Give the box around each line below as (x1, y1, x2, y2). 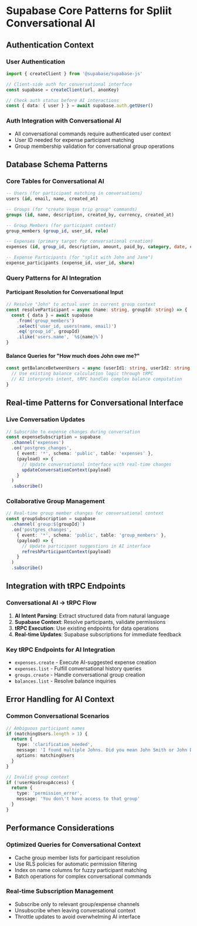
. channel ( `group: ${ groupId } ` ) (11, 521, 85, 527)
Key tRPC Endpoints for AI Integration (6, 645, 116, 653)
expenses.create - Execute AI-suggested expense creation (14, 659, 157, 666)
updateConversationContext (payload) (21, 467, 111, 473)
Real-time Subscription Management (6, 887, 114, 896)
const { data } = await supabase (11, 312, 93, 318)
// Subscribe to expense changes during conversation (6, 429, 141, 435)
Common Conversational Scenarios (6, 712, 110, 720)
